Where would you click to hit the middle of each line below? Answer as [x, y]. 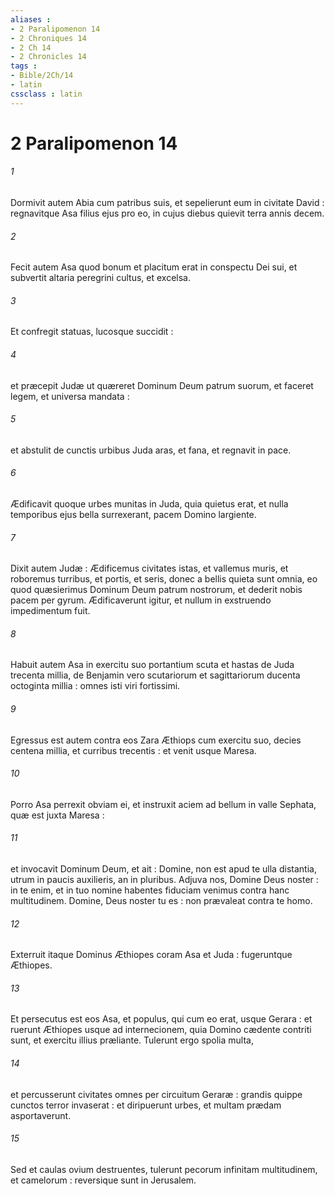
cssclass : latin [46, 94]
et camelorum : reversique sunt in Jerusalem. [103, 1180]
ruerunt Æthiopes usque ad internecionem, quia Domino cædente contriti [161, 1030]
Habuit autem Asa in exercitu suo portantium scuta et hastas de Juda [152, 665]
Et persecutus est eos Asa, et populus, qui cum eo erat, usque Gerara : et [161, 1019]
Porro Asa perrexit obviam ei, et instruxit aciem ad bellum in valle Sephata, [163, 804]
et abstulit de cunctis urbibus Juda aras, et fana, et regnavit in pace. [151, 450]
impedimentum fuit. [50, 611]
